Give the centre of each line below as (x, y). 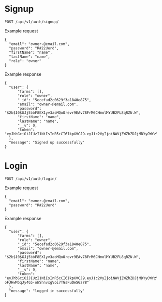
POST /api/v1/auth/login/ (30, 179)
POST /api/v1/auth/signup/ (32, 22)
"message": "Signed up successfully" (47, 142)
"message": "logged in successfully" (47, 291)
